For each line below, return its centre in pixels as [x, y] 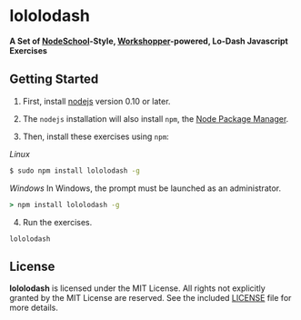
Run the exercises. [57, 222]
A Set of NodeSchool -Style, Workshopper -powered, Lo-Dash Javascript [149, 41]
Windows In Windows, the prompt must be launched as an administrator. [145, 188]
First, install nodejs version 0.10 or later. [96, 101]
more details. [34, 308]
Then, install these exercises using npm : [96, 136]
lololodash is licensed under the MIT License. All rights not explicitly [137, 288]
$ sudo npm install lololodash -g [75, 170]
